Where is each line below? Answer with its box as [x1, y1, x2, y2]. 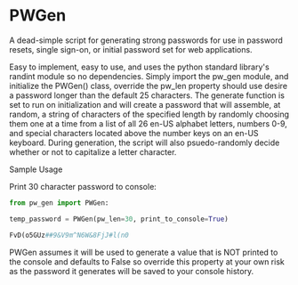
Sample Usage [9, 164, 63, 175]
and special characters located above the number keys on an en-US [9, 127, 260, 138]
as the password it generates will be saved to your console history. [9, 265, 254, 276]
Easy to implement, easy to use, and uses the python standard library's [9, 61, 270, 72]
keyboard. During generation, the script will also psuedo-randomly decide [9, 137, 280, 148]
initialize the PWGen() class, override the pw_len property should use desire [9, 80, 287, 91]
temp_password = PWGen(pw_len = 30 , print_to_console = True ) [9, 215, 229, 224]
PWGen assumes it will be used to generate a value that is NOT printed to [9, 247, 278, 257]
